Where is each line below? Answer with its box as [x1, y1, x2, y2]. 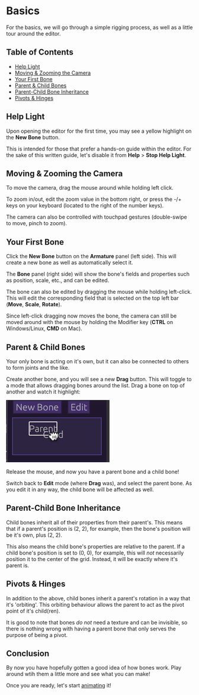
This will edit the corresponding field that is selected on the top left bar [6, 294, 179, 302]
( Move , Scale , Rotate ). [6, 301, 62, 308]
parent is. [6, 562, 30, 569]
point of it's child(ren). [6, 607, 60, 614]
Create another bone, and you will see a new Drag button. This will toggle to [6, 376, 192, 383]
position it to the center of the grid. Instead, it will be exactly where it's [6, 555, 178, 562]
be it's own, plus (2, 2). [6, 531, 62, 539]
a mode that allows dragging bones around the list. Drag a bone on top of [6, 382, 185, 389]
